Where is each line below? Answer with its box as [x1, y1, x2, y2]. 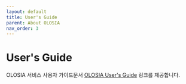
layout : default [6, 8, 47, 15]
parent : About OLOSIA [6, 20, 60, 26]
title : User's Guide [6, 14, 58, 20]
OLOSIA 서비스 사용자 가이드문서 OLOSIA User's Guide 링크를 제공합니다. [6, 71, 181, 79]
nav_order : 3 [6, 25, 39, 32]
